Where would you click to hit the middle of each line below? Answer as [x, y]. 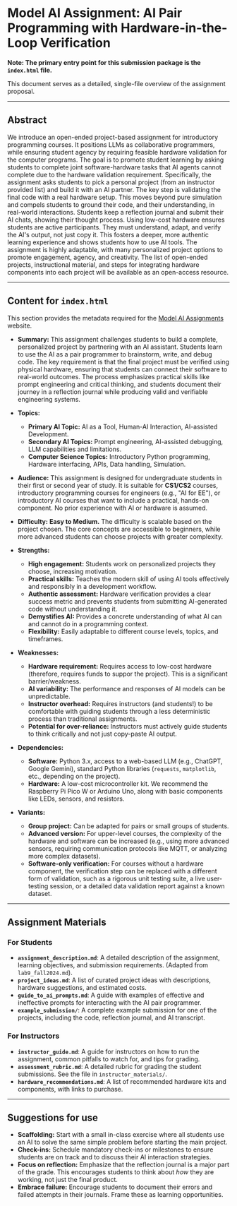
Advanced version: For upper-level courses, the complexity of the [125, 833]
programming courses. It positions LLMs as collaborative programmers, [111, 144]
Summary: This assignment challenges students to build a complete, [118, 339]
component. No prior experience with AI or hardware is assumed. [113, 508]
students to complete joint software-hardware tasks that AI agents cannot [115, 167]
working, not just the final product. [68, 1180]
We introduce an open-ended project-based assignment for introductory [113, 137]
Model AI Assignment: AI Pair [95, 13]
